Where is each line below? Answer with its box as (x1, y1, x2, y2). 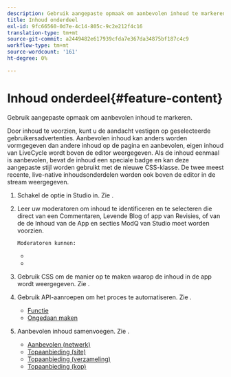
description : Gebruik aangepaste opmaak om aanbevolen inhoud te (7, 10, 198, 17)
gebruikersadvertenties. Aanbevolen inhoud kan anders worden (7, 133, 188, 142)
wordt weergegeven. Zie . (16, 279, 90, 288)
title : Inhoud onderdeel (7, 17, 78, 23)
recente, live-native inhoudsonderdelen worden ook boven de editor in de (7, 170, 216, 179)
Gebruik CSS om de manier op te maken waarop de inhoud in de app (16, 272, 212, 281)
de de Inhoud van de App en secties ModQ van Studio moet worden (16, 219, 210, 227)
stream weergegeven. (7, 177, 69, 186)
